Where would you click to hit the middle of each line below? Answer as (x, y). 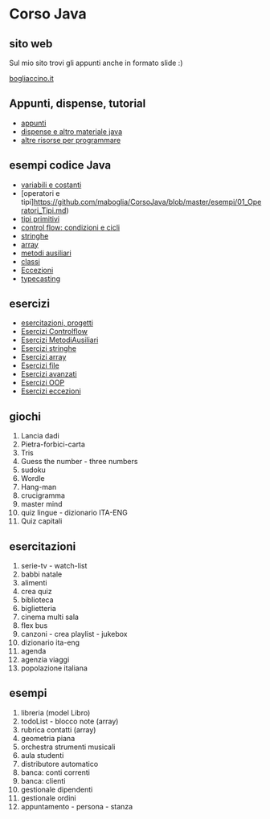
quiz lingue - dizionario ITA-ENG (74, 513)
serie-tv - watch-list (54, 566)
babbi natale (41, 574)
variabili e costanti (51, 185)
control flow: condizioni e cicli (70, 227)
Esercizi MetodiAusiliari (59, 340)
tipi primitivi (40, 218)
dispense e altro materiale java (72, 131)
